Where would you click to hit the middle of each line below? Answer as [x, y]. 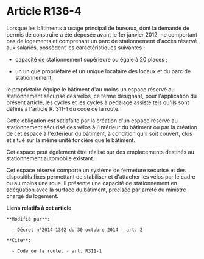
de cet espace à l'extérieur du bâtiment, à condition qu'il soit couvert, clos [100, 133]
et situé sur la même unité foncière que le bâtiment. [71, 140]
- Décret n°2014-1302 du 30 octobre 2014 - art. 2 [77, 230]
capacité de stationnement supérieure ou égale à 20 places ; [91, 59]
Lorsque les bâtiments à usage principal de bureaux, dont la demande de [98, 28]
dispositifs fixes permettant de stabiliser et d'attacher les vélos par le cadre [101, 176]
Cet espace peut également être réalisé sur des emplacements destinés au [100, 152]
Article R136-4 [44, 11]
